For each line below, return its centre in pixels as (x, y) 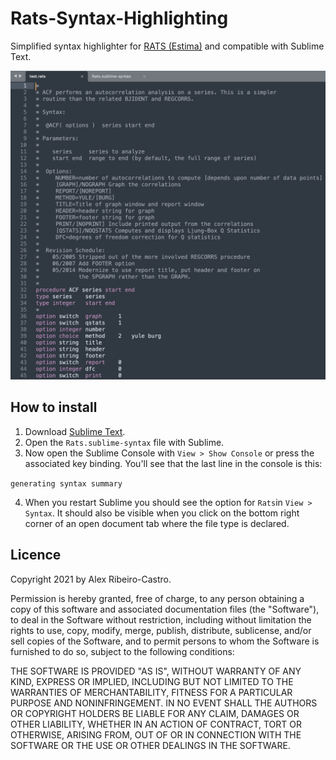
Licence (36, 555)
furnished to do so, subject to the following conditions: (122, 651)
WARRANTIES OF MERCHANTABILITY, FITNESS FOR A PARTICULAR (151, 692)
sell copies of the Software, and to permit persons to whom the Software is (165, 641)
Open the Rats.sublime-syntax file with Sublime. (124, 442)
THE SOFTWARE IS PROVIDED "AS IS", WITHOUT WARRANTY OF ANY (156, 671)
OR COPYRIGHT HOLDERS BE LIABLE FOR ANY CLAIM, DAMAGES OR (155, 713)
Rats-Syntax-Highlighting (119, 18)
